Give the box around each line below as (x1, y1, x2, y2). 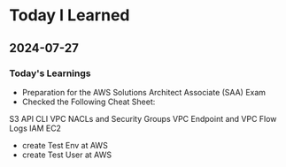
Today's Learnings (9, 67, 91, 80)
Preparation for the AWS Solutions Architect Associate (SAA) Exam (21, 87, 267, 97)
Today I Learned (9, 5, 130, 26)
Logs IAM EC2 (9, 123, 62, 133)
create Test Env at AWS (21, 140, 108, 150)
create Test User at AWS (21, 149, 112, 160)
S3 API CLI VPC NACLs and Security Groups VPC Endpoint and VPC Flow (9, 113, 277, 124)
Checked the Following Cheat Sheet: (21, 96, 156, 107)
